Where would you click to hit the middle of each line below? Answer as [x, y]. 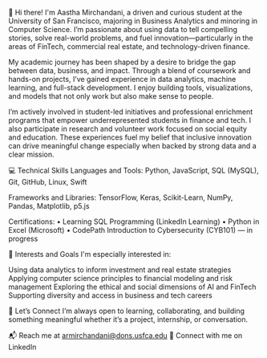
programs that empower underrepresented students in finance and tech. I [129, 120]
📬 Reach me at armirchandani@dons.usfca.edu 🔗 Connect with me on [125, 336]
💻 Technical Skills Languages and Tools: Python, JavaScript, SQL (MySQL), [133, 170]
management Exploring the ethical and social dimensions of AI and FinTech [132, 287]
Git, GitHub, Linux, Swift [48, 182]
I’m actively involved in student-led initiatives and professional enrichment [131, 112]
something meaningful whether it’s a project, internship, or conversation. [128, 319]
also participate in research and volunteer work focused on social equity [127, 129]
